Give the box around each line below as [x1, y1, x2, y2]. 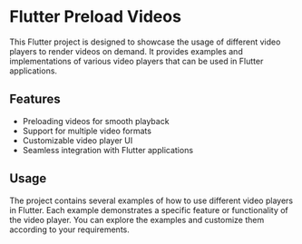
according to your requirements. [9, 224, 130, 235]
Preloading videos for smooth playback [22, 115, 170, 126]
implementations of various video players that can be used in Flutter [9, 55, 264, 66]
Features [9, 92, 61, 107]
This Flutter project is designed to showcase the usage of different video [9, 36, 281, 47]
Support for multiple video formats [22, 125, 152, 136]
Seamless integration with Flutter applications [22, 144, 193, 155]
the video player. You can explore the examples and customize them [9, 214, 265, 225]
